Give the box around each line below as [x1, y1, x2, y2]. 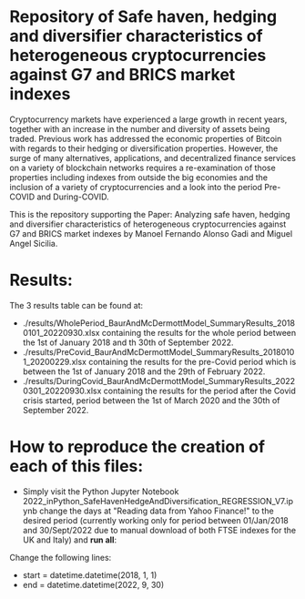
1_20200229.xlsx [22, 356, 86, 367]
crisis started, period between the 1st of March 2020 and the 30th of [22, 394, 280, 406]
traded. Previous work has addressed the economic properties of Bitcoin [9, 133, 282, 144]
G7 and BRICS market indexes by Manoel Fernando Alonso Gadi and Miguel [9, 228, 293, 239]
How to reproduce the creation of [9, 437, 266, 457]
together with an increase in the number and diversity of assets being [9, 123, 270, 134]
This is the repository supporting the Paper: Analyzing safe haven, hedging [9, 208, 290, 219]
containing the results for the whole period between [101, 327, 297, 338]
